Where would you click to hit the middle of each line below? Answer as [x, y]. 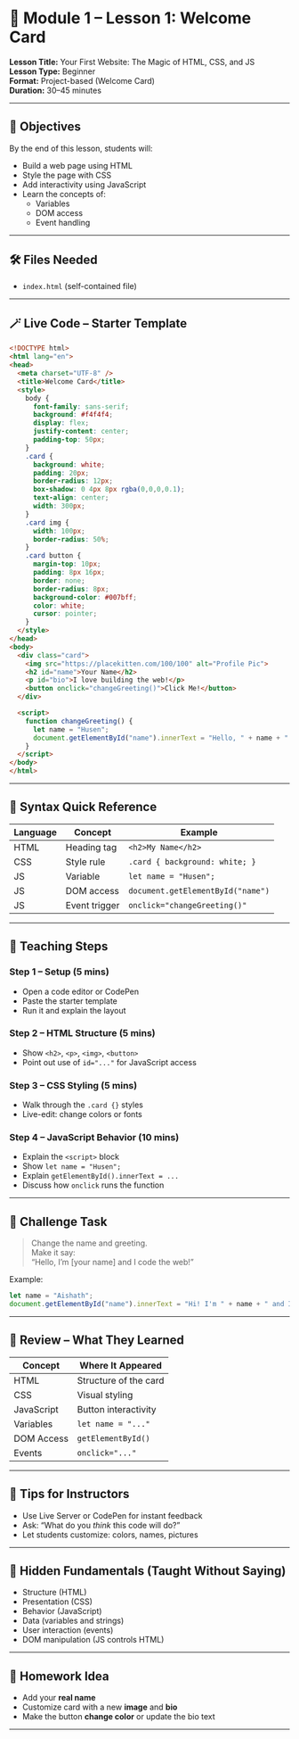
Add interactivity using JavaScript [84, 184]
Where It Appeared [121, 1365]
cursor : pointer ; [65, 614]
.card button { [53, 556]
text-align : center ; [71, 498]
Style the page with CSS [67, 175]
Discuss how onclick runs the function [93, 1185]
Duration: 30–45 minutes [56, 90]
